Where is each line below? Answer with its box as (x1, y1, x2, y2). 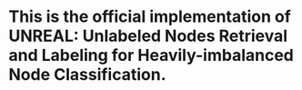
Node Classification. (8, 65, 166, 85)
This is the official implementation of (8, 6, 292, 27)
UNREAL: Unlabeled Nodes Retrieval (8, 25, 288, 46)
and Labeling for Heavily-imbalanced (8, 45, 295, 65)
